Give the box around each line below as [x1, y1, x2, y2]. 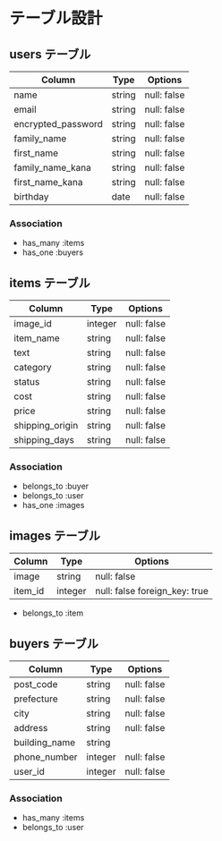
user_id [13, 766, 45, 778]
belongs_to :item [21, 607, 84, 618]
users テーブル [9, 47, 91, 62]
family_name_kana [13, 162, 91, 174]
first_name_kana [13, 176, 83, 188]
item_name [13, 332, 60, 344]
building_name [13, 736, 76, 749]
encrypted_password [13, 118, 103, 130]
